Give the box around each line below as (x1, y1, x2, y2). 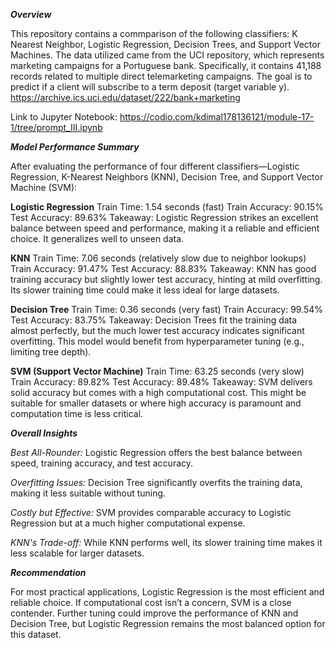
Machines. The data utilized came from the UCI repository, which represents (10, 49, 325, 61)
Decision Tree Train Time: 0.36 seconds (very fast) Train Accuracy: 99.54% (10, 304, 324, 315)
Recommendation (10, 567, 87, 578)
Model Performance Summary (10, 141, 140, 153)
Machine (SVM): (10, 182, 78, 193)
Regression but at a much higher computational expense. (10, 517, 246, 529)
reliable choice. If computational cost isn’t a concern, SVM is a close (10, 597, 292, 608)
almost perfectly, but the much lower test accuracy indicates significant (10, 325, 305, 336)
